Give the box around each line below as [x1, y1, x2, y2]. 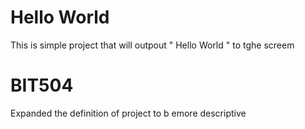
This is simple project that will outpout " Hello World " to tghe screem [10, 39, 295, 51]
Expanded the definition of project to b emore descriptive [10, 107, 247, 119]
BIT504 [10, 74, 74, 97]
